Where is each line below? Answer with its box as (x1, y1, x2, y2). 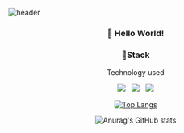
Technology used (107, 68, 165, 77)
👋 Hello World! (107, 27, 165, 39)
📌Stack (120, 49, 151, 60)
